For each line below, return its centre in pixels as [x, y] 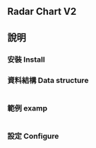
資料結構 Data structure [48, 80]
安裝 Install [26, 59]
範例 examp [28, 108]
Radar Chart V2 [42, 12]
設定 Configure [33, 136]
